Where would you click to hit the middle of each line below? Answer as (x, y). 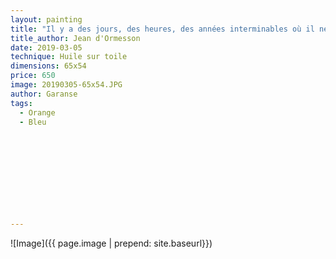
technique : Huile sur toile (69, 57)
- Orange (37, 112)
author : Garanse (44, 94)
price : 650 (33, 76)
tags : (21, 103)
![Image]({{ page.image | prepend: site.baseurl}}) (111, 243)
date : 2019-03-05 (46, 47)
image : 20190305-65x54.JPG (66, 85)
